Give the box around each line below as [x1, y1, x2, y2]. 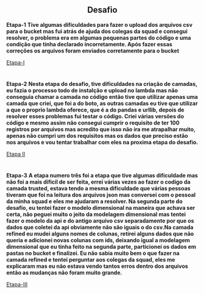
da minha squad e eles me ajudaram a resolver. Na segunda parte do [6, 198, 183, 205]
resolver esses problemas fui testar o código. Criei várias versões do [6, 113, 185, 120]
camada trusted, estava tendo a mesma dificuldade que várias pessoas [6, 185, 191, 192]
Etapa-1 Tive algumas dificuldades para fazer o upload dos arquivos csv [6, 21, 193, 28]
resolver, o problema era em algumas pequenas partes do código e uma [6, 34, 191, 41]
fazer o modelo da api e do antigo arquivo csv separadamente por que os [6, 217, 194, 224]
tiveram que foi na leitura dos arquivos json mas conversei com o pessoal [6, 192, 196, 199]
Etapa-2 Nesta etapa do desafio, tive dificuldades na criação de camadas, [6, 81, 198, 87]
